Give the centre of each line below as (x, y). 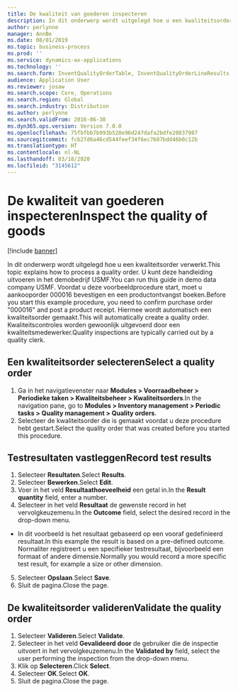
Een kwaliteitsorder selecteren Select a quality (111, 362)
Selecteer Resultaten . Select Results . (72, 475)
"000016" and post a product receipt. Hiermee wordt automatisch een (109, 309)
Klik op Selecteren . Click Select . (64, 666)
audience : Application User (49, 80)
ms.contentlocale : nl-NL (44, 153)
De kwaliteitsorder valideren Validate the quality (114, 608)
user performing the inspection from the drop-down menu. (103, 659)
